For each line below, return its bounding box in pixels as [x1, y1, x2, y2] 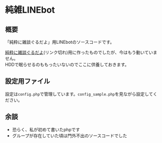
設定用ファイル [5, 77, 50, 86]
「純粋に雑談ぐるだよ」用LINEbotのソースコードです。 [5, 39, 115, 45]
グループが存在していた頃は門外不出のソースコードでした [12, 132, 127, 139]
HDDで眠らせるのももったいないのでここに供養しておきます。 [5, 62, 129, 67]
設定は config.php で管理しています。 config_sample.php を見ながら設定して [5, 91, 153, 97]
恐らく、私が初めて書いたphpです [12, 126, 81, 132]
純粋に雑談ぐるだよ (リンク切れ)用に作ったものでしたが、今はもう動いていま [5, 50, 158, 55]
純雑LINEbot [5, 4, 55, 16]
